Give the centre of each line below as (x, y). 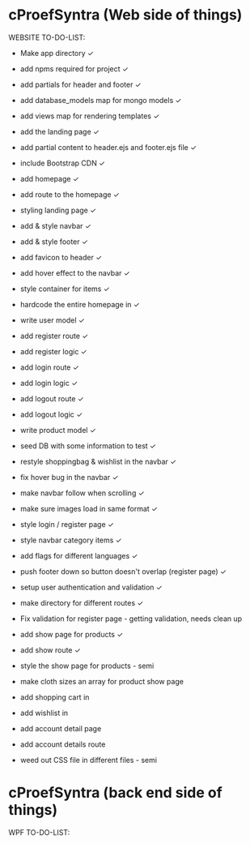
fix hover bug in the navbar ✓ (69, 477)
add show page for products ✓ (72, 634)
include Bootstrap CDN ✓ (62, 163)
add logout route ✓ (52, 398)
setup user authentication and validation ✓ (91, 587)
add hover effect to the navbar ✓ (75, 272)
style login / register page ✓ (67, 524)
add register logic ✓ (53, 351)
